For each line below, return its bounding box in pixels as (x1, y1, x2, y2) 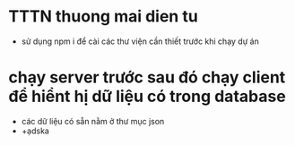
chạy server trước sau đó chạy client (8, 67, 286, 88)
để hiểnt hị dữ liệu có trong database (8, 87, 286, 107)
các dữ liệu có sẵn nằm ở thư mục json (21, 115, 165, 126)
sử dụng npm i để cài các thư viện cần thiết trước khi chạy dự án (21, 36, 259, 47)
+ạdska (21, 125, 50, 136)
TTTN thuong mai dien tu (8, 6, 198, 27)
